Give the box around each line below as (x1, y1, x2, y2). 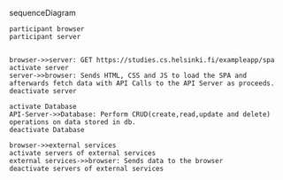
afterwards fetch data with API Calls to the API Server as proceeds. (9, 79, 275, 88)
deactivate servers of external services (9, 164, 164, 173)
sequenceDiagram (9, 8, 77, 18)
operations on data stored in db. (9, 118, 137, 127)
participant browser (9, 25, 86, 34)
